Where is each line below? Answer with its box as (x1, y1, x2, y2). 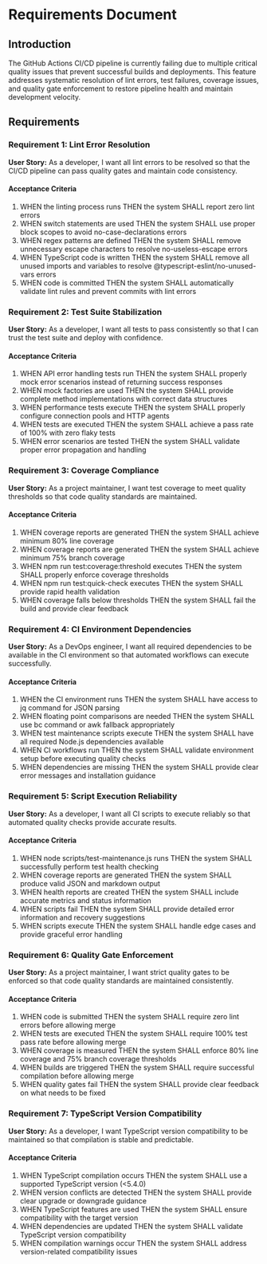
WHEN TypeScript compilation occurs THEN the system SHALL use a (19, 1170, 248, 1180)
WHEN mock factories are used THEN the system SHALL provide (19, 386, 234, 395)
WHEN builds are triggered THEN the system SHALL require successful (19, 1062, 255, 1073)
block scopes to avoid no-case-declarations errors (19, 227, 187, 237)
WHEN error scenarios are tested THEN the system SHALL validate (19, 437, 241, 446)
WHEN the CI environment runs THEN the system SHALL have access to (19, 695, 258, 705)
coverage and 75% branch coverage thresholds (19, 1054, 177, 1064)
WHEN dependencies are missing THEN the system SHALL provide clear (19, 763, 259, 772)
